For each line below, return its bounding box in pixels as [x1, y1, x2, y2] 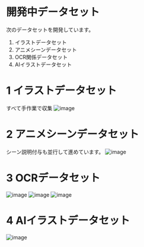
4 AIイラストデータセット [6, 214, 130, 227]
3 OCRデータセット [6, 171, 101, 184]
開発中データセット [6, 5, 100, 19]
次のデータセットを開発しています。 [6, 26, 94, 33]
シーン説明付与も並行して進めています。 [6, 148, 104, 155]
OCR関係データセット [14, 53, 68, 60]
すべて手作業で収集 [6, 104, 53, 111]
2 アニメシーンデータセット [6, 128, 139, 141]
